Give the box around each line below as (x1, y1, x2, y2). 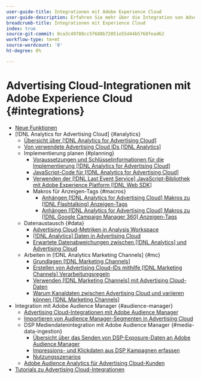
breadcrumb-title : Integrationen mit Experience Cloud (6, 20, 146, 26)
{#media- (171, 321, 194, 328)
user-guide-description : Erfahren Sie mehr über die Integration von (6, 14, 184, 20)
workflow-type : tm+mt (6, 37, 60, 43)
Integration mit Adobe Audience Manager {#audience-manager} (14, 302, 173, 309)
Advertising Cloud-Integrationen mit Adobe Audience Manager (23, 308, 178, 316)
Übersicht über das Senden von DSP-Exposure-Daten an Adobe (32, 333, 191, 341)
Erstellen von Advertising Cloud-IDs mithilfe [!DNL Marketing (32, 264, 182, 271)
